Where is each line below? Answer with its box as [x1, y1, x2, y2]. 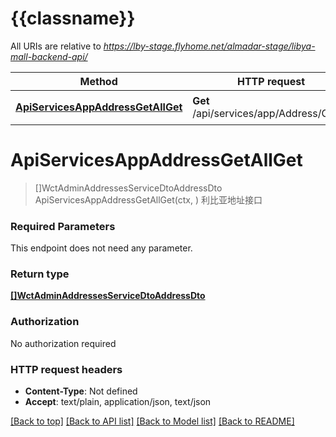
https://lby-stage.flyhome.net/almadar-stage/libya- [103, 40, 316, 52]
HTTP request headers [10, 362, 123, 376]
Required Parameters [10, 219, 116, 233]
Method [79, 74, 118, 88]
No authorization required [10, 337, 117, 349]
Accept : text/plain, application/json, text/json [24, 396, 212, 408]
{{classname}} [10, 7, 136, 30]
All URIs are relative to [10, 40, 102, 52]
